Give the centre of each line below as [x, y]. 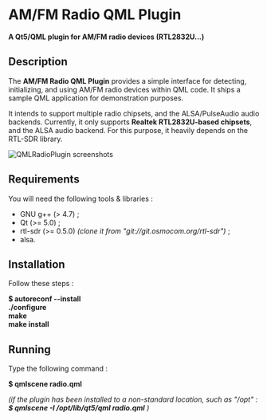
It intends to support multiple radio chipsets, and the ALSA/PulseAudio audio [134, 113]
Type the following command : [58, 369]
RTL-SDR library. [35, 139]
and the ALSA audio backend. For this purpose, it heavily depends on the [128, 130]
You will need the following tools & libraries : [81, 198]
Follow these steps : [41, 284]
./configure [27, 308]
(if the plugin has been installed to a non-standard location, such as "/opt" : [133, 399]
